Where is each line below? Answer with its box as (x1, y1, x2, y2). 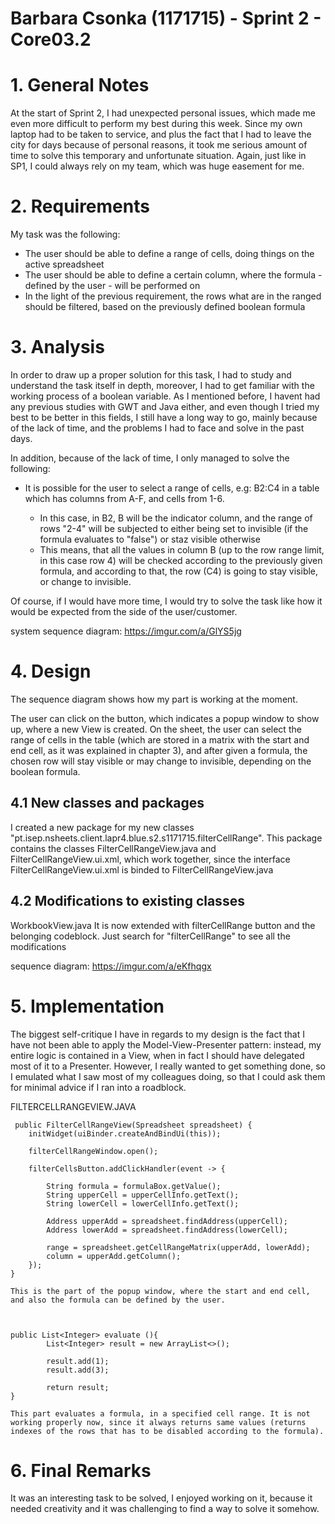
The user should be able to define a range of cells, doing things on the (24, 248, 315, 260)
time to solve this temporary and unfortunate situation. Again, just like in (10, 150, 307, 162)
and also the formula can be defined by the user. (10, 1295, 226, 1305)
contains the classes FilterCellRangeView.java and (10, 842, 217, 854)
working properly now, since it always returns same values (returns (10, 1417, 307, 1427)
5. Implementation (10, 995, 165, 1017)
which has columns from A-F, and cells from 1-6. (24, 493, 225, 504)
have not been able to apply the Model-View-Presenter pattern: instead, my (10, 1038, 322, 1051)
